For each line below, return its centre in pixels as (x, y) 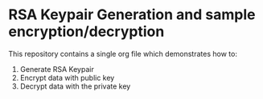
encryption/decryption (86, 32)
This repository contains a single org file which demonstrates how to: (123, 53)
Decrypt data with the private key (75, 86)
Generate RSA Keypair (57, 69)
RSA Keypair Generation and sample (132, 15)
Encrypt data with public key (67, 77)
